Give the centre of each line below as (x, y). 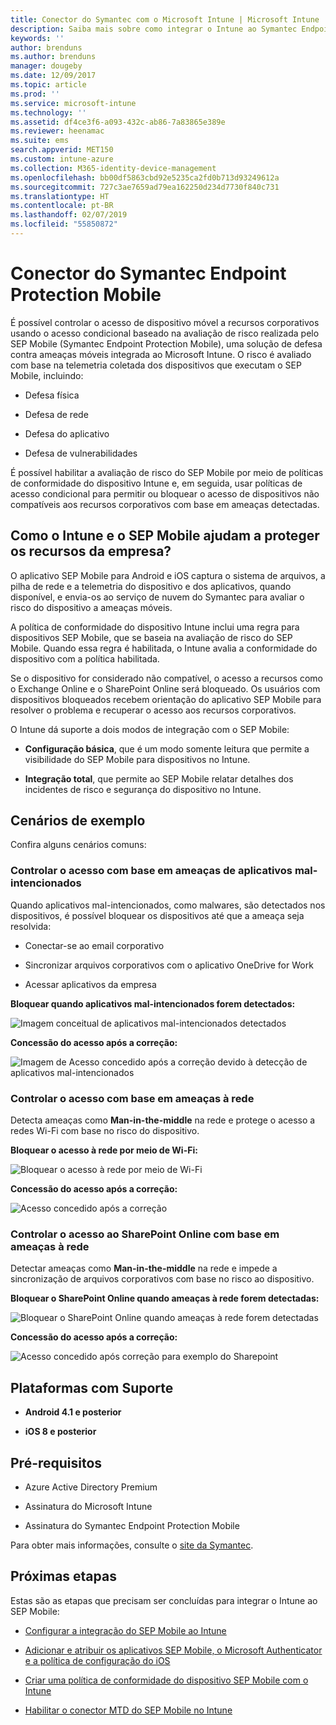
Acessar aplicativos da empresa (90, 984)
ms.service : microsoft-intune (73, 103)
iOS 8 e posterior (60, 1432)
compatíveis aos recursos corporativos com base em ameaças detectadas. (165, 504)
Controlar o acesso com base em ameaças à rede (132, 1098)
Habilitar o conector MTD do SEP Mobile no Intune (128, 1710)
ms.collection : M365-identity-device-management (113, 168)
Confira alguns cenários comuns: (78, 845)
